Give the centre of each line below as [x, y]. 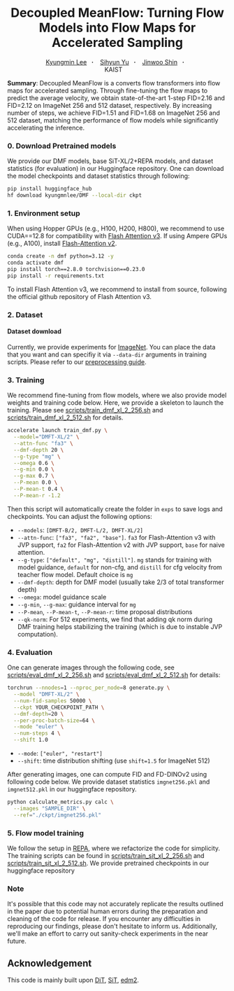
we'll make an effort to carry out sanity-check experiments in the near [108, 934]
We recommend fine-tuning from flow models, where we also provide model [117, 395]
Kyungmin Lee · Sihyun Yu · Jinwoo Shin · [115, 62]
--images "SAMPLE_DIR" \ [50, 808]
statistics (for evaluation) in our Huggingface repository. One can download [116, 169]
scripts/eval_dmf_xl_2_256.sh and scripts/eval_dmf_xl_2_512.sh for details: [114, 675]
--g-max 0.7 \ [34, 476]
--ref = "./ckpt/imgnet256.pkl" [57, 815]
